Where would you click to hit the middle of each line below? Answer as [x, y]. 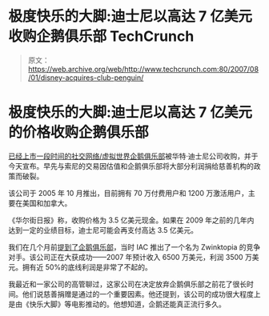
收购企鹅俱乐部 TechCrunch [101, 36]
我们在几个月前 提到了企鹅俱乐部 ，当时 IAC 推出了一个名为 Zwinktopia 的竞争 [134, 247]
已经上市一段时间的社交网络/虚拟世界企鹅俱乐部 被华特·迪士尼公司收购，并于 [133, 156]
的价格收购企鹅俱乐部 [79, 132]
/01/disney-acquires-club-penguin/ [86, 78]
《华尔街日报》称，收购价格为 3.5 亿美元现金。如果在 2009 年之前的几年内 [131, 220]
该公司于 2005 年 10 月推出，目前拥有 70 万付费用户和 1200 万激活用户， [128, 193]
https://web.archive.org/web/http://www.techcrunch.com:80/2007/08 [143, 69]
